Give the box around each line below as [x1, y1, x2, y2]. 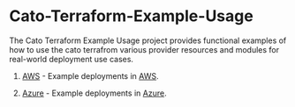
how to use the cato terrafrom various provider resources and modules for [9, 44, 280, 54]
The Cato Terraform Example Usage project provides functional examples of [9, 35, 287, 46]
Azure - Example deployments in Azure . [21, 88, 167, 98]
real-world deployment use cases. [9, 53, 134, 64]
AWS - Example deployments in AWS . [21, 70, 159, 81]
